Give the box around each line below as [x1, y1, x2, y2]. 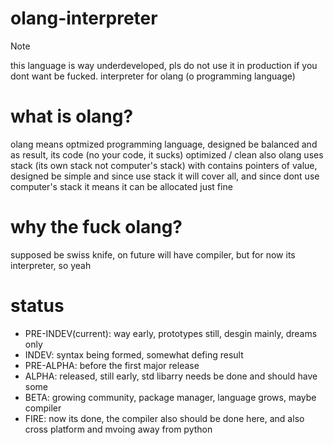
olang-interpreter [10, 7, 158, 30]
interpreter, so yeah [10, 259, 92, 271]
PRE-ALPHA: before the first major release [24, 359, 200, 371]
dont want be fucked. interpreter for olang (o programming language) [10, 70, 296, 82]
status [10, 295, 65, 317]
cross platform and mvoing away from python [24, 423, 213, 435]
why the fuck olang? [10, 216, 183, 239]
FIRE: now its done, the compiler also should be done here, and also [24, 412, 305, 424]
